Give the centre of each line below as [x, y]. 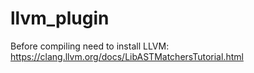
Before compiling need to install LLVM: [90, 46]
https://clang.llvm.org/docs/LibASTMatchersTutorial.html [127, 56]
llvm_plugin [60, 18]
